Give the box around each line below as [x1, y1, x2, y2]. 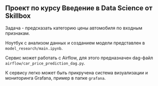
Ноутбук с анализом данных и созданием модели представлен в [5, 40, 145, 46]
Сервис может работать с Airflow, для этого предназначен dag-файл [5, 55, 153, 61]
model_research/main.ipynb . [5, 45, 63, 51]
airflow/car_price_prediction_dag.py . [5, 60, 85, 66]
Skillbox [5, 12, 31, 20]
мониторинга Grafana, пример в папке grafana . [5, 75, 106, 81]
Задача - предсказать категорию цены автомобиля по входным [5, 25, 142, 31]
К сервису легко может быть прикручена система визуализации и [5, 70, 148, 76]
